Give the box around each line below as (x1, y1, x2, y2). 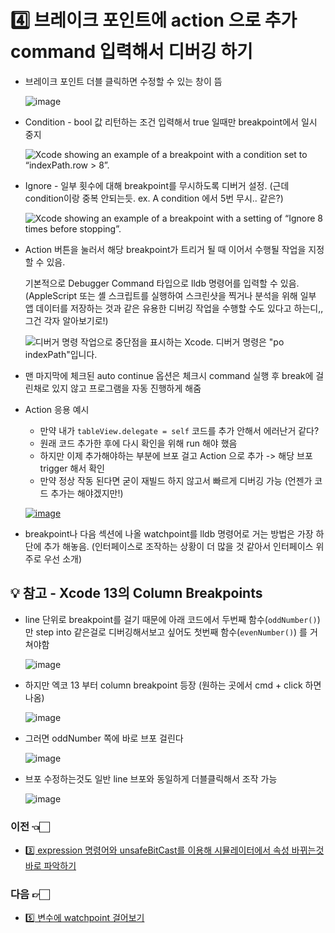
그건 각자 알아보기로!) (24, 314, 109, 326)
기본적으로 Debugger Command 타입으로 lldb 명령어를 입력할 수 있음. (24, 277, 300, 289)
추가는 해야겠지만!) (50, 487, 124, 499)
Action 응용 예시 (24, 403, 90, 415)
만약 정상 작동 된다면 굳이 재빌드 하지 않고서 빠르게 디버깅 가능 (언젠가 (39, 474, 313, 486)
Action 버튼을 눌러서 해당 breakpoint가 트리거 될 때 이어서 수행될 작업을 (24, 243, 307, 255)
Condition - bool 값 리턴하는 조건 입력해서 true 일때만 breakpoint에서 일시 (24, 116, 318, 128)
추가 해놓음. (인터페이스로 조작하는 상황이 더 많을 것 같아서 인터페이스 (43, 540, 314, 552)
